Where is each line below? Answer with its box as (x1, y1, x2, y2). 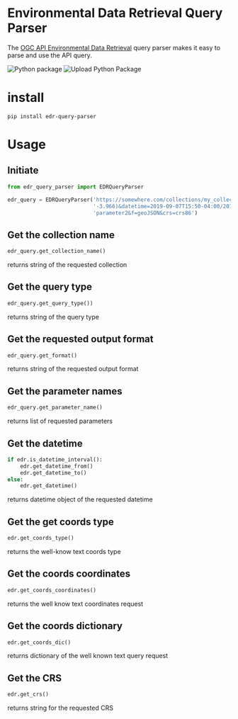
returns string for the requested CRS (7, 703, 113, 713)
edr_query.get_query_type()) (7, 300, 93, 307)
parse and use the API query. (7, 51, 92, 60)
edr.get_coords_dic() (7, 639, 72, 646)
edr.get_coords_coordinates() (7, 587, 97, 594)
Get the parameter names (7, 385, 123, 397)
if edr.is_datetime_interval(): (7, 455, 103, 463)
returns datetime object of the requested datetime (7, 495, 154, 504)
